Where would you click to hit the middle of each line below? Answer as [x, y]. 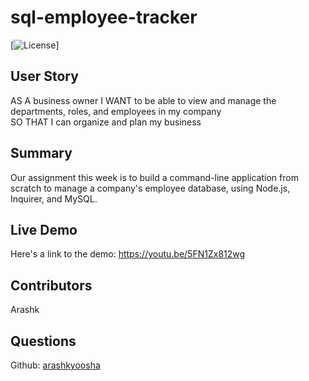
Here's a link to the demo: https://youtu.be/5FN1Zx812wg [128, 254]
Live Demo [44, 229]
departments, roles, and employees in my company [116, 111]
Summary [41, 153]
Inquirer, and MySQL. [54, 198]
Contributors [51, 285]
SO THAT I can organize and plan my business [106, 122]
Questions [43, 341]
